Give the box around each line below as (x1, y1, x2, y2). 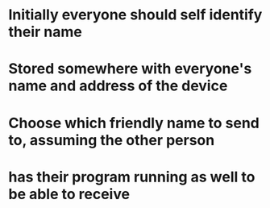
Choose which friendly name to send (8, 114, 260, 132)
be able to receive (8, 185, 131, 203)
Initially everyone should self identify (8, 6, 263, 24)
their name (8, 23, 82, 41)
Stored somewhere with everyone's (8, 60, 252, 78)
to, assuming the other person (8, 131, 215, 149)
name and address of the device (8, 77, 228, 95)
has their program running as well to (8, 168, 255, 186)
